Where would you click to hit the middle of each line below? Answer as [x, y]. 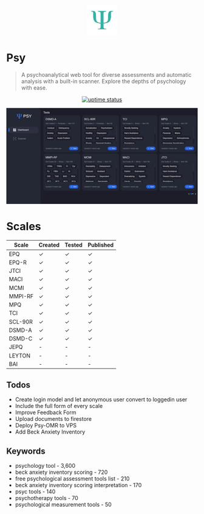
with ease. [34, 88]
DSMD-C [21, 339]
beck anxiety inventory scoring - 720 [61, 472]
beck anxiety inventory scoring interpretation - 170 [78, 485]
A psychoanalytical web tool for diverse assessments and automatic [106, 74]
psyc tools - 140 [35, 491]
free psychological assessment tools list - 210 [72, 479]
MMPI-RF [21, 296]
